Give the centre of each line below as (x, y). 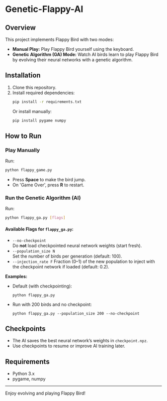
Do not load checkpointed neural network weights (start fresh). (77, 246)
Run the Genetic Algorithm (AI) (43, 198)
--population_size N (34, 251)
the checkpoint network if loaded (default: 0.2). (61, 267)
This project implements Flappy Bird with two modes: (60, 39)
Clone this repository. (34, 87)
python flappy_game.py (29, 170)
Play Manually (23, 150)
